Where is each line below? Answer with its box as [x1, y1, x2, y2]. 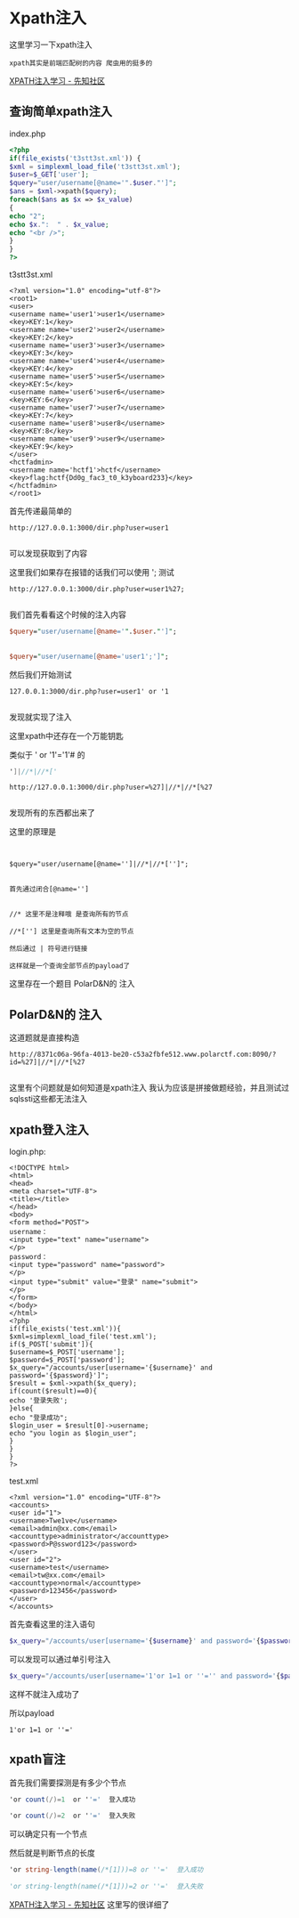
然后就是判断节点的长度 [9, 1848, 95, 1858]
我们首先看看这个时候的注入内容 [9, 609, 126, 620]
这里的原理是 [9, 826, 56, 837]
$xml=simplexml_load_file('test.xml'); [9, 1332, 158, 1341]
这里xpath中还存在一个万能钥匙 [9, 730, 125, 741]
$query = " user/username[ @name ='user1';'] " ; [9, 652, 169, 661]
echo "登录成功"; [9, 1413, 69, 1422]
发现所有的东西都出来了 [9, 808, 95, 818]
